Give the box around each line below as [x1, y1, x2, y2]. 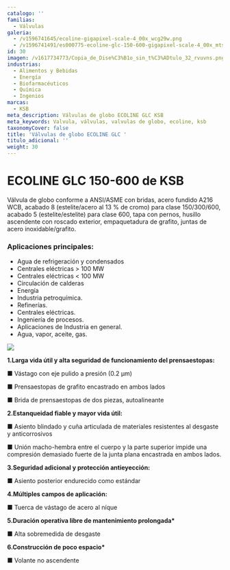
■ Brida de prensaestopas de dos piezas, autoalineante [7, 396, 164, 404]
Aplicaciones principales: [7, 242, 94, 251]
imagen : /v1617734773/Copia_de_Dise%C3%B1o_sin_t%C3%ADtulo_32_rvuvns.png [7, 55, 225, 62]
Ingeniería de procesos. [16, 315, 84, 324]
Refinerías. [16, 301, 48, 309]
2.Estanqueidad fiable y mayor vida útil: [7, 409, 123, 417]
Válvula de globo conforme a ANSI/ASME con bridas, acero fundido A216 [7, 196, 214, 204]
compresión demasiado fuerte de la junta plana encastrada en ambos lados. [7, 450, 222, 458]
